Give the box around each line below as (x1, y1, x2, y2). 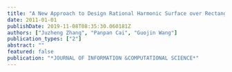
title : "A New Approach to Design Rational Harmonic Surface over (7, 10, 202, 17)
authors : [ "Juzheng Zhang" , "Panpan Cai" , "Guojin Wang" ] (7, 29, 177, 36)
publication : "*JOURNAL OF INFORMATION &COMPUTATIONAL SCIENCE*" (7, 55, 199, 62)
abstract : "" (7, 42, 45, 49)
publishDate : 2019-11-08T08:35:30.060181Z (7, 23, 131, 29)
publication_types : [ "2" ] (7, 36, 81, 43)
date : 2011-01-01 (7, 16, 57, 23)
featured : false (7, 49, 54, 56)
